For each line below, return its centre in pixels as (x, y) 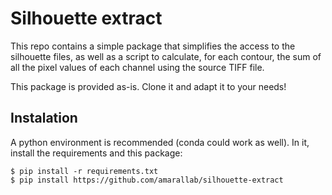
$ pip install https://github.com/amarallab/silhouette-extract (147, 180)
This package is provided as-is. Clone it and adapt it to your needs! (148, 86)
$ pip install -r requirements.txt (84, 171)
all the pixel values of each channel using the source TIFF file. (137, 67)
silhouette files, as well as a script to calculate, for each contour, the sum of (166, 56)
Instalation (44, 118)
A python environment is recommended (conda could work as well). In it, (160, 142)
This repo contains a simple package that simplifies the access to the (153, 46)
